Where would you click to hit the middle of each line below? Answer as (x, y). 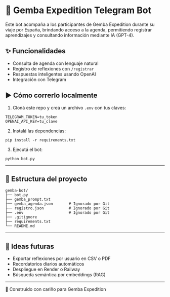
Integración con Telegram (39, 79)
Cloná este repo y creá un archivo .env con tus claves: (69, 107)
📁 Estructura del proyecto (46, 179)
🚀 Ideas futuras (30, 246)
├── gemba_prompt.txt (28, 200)
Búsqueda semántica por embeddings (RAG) (59, 275)
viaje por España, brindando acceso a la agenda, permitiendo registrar (79, 29)
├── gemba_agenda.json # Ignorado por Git (57, 204)
